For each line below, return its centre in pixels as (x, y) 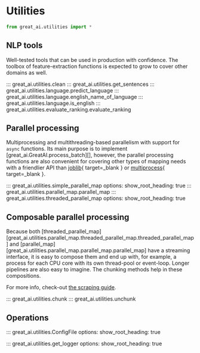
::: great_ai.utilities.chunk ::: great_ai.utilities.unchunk (71, 299)
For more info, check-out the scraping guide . (61, 287)
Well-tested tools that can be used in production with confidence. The (92, 60)
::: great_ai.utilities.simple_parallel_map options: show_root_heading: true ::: (99, 185)
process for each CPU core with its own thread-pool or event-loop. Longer (98, 263)
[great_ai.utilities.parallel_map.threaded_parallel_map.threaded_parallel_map (100, 238)
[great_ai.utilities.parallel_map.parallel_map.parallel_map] (76, 250)
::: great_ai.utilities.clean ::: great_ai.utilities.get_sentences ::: (81, 84)
